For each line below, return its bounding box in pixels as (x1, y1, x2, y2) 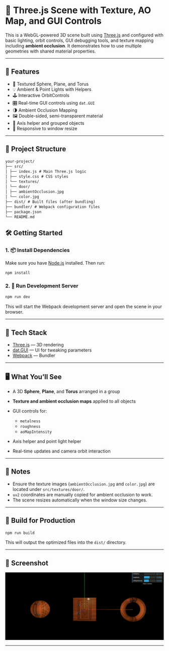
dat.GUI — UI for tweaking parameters (12, 347, 92, 353)
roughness (20, 424, 41, 429)
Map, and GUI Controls (5, 15, 102, 27)
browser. (5, 309, 24, 315)
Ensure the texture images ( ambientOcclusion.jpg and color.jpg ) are (12, 481, 155, 487)
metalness (20, 419, 41, 424)
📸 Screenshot (5, 559, 49, 567)
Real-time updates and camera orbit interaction (12, 448, 111, 454)
